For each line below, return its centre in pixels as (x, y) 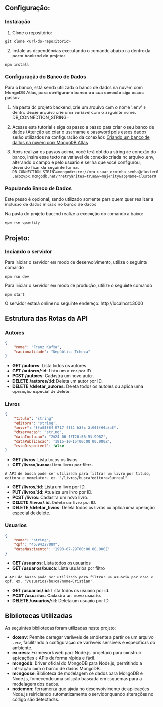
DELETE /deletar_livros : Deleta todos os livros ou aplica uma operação (83, 508)
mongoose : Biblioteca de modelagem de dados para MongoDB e (77, 673)
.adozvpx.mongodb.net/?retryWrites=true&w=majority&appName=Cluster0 (84, 176)
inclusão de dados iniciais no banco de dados (51, 205)
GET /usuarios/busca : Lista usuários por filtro (58, 568)
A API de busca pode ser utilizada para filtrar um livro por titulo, (78, 474)
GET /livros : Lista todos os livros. (45, 460)
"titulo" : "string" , (35, 419)
